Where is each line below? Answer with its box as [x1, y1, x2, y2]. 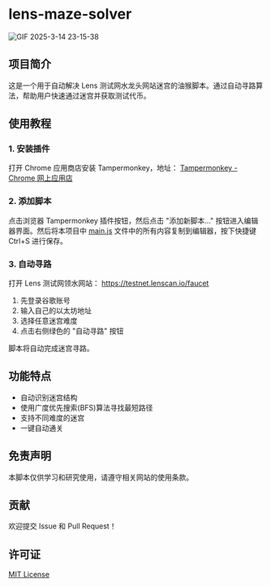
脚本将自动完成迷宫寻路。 [8, 343, 94, 354]
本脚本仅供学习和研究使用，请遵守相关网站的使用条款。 [8, 472, 193, 482]
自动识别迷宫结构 [19, 392, 78, 402]
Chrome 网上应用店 [8, 173, 73, 183]
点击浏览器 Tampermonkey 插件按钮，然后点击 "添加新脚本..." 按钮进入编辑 [8, 215, 259, 225]
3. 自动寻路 [8, 258, 52, 269]
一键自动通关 [19, 423, 63, 433]
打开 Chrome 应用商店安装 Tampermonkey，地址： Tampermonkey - [8, 163, 238, 173]
